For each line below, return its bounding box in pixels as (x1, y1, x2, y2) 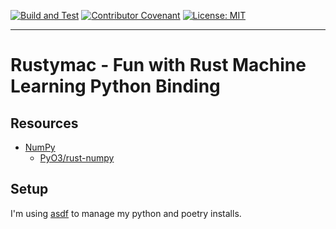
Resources (10, 115, 79, 132)
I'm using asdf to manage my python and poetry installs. (10, 207, 242, 219)
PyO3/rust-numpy (39, 152, 115, 164)
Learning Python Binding (10, 75, 221, 98)
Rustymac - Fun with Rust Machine (10, 54, 307, 77)
